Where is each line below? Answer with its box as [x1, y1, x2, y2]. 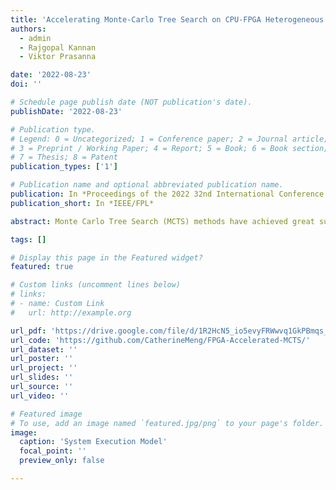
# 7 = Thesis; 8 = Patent [10, 152, 118, 163]
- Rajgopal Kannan [19, 42, 97, 53]
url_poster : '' [10, 354, 74, 364]
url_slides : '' [10, 372, 74, 383]
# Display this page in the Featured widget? [10, 252, 203, 263]
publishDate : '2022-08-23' [10, 106, 123, 116]
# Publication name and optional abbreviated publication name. [10, 180, 284, 190]
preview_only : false [19, 456, 105, 466]
